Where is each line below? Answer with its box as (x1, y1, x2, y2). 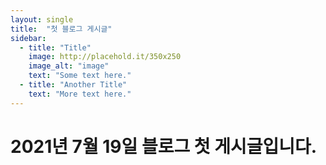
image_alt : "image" (28, 61, 110, 71)
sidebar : (10, 33, 47, 43)
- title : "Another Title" (19, 80, 128, 90)
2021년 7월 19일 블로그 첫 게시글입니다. (10, 135, 318, 158)
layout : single (10, 14, 74, 25)
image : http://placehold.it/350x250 (28, 52, 182, 62)
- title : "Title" (19, 42, 92, 53)
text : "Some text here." (28, 71, 132, 81)
